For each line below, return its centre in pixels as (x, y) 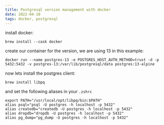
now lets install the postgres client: (40, 73)
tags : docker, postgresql (31, 19)
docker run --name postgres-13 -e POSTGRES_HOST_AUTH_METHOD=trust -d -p (82, 60)
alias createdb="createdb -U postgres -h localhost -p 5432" (69, 109)
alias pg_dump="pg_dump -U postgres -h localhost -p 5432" (67, 118)
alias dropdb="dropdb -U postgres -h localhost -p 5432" (65, 114)
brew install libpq (25, 82)
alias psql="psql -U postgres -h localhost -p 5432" (60, 105)
